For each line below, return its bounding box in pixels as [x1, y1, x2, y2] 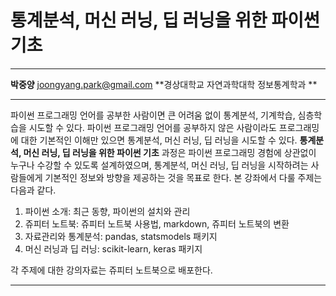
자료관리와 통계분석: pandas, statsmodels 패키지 [24, 230, 218, 242]
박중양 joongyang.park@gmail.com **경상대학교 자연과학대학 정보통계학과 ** [10, 78, 318, 90]
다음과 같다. [10, 184, 57, 196]
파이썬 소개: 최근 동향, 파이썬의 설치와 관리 [24, 205, 191, 217]
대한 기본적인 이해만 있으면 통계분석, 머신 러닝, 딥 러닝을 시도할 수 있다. [20, 134, 298, 146]
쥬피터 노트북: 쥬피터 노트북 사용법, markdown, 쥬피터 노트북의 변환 [24, 217, 290, 230]
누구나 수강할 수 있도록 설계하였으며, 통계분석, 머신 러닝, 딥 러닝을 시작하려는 [10, 159, 309, 171]
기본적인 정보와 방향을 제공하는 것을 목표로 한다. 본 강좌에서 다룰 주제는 [44, 171, 323, 183]
